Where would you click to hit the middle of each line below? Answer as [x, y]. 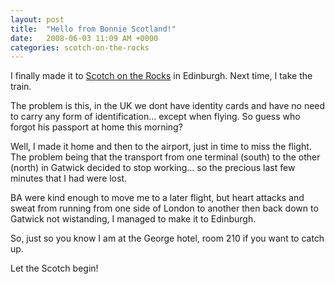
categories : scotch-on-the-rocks [80, 47]
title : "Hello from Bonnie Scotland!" [93, 29]
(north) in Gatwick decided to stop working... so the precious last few [153, 168]
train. [21, 87]
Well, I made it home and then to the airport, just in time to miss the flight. [161, 147]
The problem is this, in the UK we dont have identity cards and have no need [168, 106]
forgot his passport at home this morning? [96, 127]
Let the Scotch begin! [54, 268]
